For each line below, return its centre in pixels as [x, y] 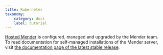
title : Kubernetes [24, 9]
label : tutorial [31, 23]
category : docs [29, 18]
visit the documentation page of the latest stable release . [62, 47]
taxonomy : [15, 14]
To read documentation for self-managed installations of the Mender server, [81, 42]
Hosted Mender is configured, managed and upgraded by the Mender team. [81, 37]
